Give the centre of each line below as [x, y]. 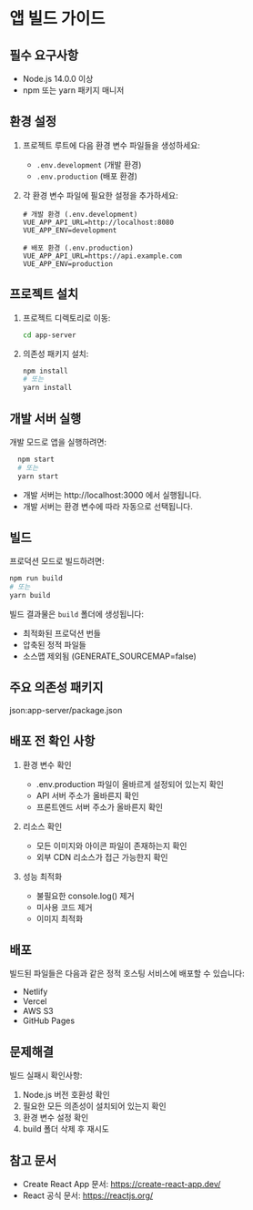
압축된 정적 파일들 [54, 645]
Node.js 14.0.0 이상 [58, 79]
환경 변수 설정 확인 [56, 1118]
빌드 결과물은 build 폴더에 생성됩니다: [76, 614]
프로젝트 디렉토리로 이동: [66, 318]
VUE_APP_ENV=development [70, 230]
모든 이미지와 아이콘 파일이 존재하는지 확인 [112, 846]
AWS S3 [38, 1011]
